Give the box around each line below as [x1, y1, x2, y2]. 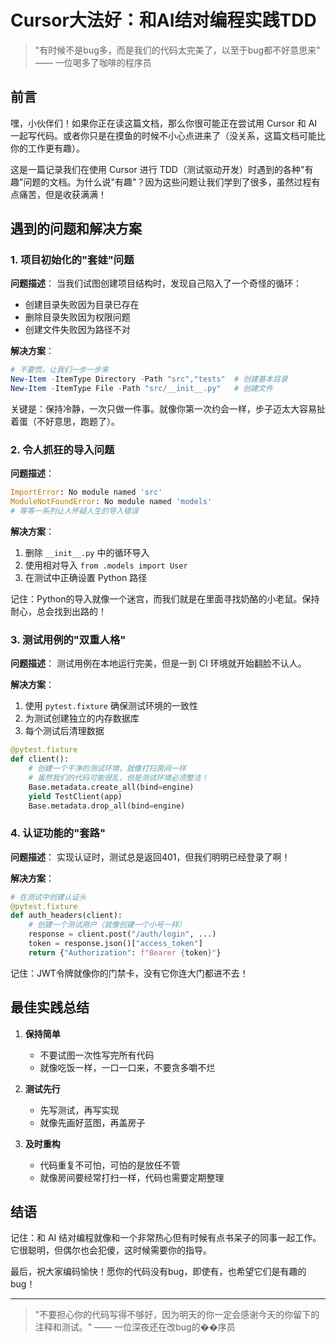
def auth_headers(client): [10, 911, 123, 921]
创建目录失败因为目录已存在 [24, 299, 140, 311]
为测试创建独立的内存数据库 [24, 712, 140, 725]
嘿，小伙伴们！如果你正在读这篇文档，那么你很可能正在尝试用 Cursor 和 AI [10, 117, 318, 129]
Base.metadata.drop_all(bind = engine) [28, 801, 186, 811]
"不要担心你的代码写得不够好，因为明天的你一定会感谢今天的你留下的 [34, 1309, 320, 1321]
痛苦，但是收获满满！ [18, 188, 107, 200]
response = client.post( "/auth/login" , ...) [28, 929, 217, 940]
